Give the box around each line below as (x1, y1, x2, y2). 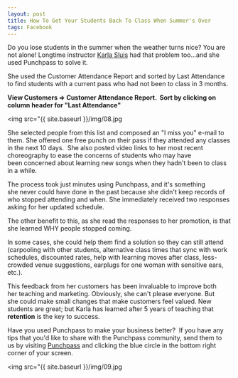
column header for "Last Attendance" (7, 101, 121, 110)
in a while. (7, 167, 38, 175)
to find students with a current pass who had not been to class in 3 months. (7, 80, 229, 88)
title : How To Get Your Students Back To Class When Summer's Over (7, 17, 212, 24)
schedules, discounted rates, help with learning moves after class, (7, 253, 201, 262)
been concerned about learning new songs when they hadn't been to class (7, 159, 227, 167)
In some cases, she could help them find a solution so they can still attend (7, 238, 224, 246)
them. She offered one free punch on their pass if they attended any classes (7, 136, 231, 145)
